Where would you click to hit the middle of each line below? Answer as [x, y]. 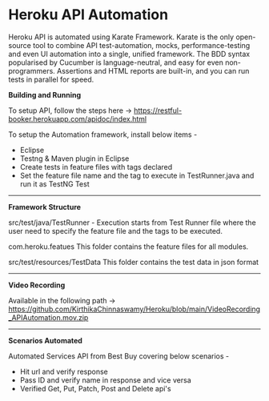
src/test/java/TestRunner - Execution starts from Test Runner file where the [132, 223]
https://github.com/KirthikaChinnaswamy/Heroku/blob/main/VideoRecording [134, 309]
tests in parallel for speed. [51, 79]
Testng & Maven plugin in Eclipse [74, 158]
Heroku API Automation [88, 15]
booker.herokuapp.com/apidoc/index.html [78, 118]
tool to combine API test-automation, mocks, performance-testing [142, 45]
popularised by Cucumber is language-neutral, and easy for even [116, 62]
